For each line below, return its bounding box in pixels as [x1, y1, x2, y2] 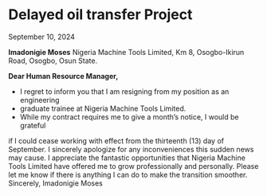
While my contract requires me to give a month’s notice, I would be [19, 112, 239, 121]
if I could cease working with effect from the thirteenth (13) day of [8, 135, 225, 145]
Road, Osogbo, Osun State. [8, 56, 98, 65]
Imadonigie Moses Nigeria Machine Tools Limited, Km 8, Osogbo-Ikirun [8, 47, 245, 57]
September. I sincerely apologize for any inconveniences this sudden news [8, 144, 254, 154]
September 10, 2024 [8, 32, 76, 41]
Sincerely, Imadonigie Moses [8, 178, 104, 188]
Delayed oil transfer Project [8, 6, 193, 24]
